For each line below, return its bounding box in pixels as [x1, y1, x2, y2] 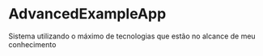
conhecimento [8, 39, 57, 49]
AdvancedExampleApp [8, 5, 167, 23]
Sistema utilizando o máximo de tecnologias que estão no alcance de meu [8, 31, 257, 41]
